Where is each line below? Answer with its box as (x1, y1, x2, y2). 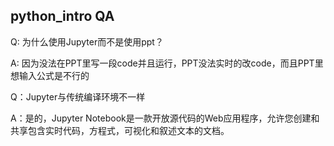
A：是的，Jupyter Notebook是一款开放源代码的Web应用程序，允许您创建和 (10, 112, 320, 124)
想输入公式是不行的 (10, 69, 90, 81)
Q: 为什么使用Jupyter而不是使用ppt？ (10, 35, 164, 48)
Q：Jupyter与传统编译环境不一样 (10, 90, 146, 103)
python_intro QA (10, 8, 115, 25)
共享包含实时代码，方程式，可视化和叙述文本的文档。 (10, 124, 230, 136)
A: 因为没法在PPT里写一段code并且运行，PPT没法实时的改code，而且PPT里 (10, 57, 324, 69)
